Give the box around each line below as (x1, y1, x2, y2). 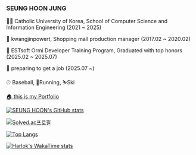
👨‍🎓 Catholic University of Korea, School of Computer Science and (6, 18, 168, 25)
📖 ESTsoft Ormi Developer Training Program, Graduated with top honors (6, 47, 183, 54)
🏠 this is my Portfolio (6, 93, 60, 100)
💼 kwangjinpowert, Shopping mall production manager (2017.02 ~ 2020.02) (6, 36, 191, 43)
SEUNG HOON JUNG (6, 4, 67, 12)
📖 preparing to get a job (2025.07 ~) (6, 65, 95, 72)
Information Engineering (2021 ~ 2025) (6, 24, 102, 31)
